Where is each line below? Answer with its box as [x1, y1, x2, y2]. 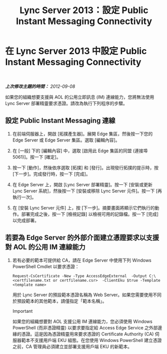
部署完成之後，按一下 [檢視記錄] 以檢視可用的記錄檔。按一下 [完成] [21, 211, 159, 217]
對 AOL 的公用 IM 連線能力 [5, 243, 86, 252]
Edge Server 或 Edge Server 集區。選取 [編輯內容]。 [12, 137, 120, 143]
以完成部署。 [12, 217, 39, 223]
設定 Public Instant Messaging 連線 [5, 116, 116, 125]
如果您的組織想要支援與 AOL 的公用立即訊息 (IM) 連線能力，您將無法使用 [5, 94, 154, 100]
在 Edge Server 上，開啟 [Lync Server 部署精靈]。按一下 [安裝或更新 [12, 181, 152, 187]
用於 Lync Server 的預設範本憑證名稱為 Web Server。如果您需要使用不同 [12, 292, 161, 298]
